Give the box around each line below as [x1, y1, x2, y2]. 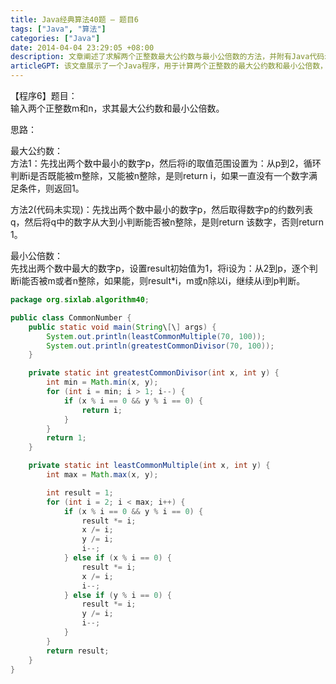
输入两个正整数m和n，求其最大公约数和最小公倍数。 [10, 102, 225, 114]
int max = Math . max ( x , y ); [46, 470, 159, 480]
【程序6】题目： [10, 90, 78, 101]
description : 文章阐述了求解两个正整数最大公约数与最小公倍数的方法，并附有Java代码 [10, 52, 325, 62]
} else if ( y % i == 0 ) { [63, 590, 172, 600]
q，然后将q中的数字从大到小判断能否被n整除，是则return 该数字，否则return [10, 216, 324, 228]
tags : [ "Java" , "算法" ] [10, 24, 107, 34]
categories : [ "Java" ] [10, 33, 101, 43]
